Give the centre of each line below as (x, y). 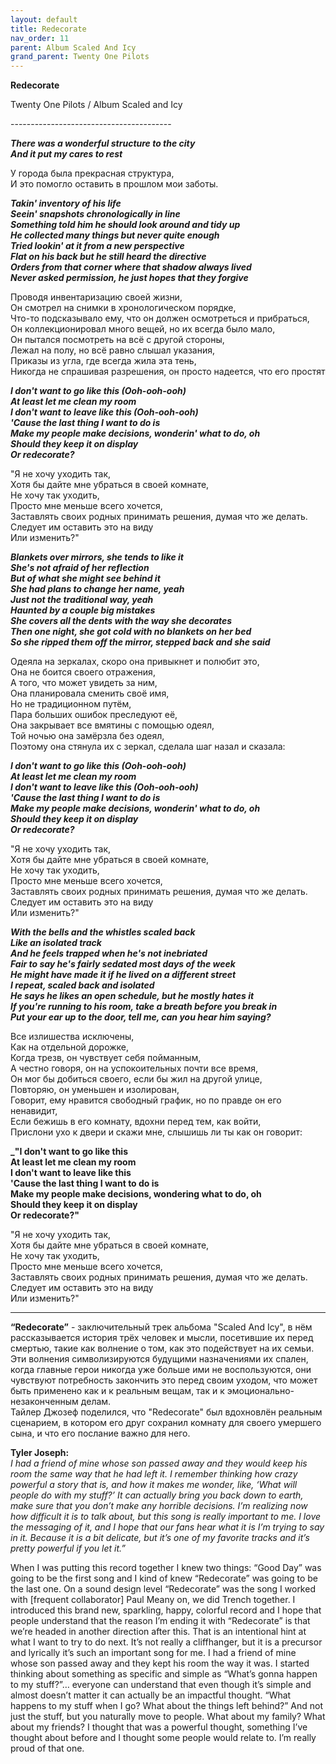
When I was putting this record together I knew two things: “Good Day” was (166, 1568)
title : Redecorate (48, 29)
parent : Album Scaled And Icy (73, 47)
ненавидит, (34, 1111)
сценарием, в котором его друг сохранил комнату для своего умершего (166, 1423)
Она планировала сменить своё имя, (90, 693)
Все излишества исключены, (72, 1037)
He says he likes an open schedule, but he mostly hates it (132, 996)
